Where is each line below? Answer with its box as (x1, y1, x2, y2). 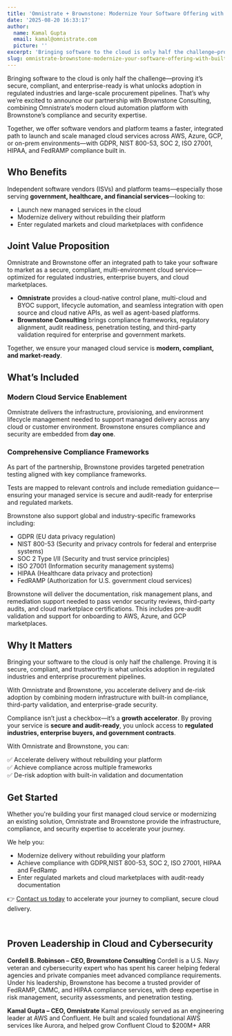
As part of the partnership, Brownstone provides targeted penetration (7, 463, 205, 471)
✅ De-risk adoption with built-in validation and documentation (7, 771, 184, 779)
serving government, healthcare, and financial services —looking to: (7, 192, 205, 201)
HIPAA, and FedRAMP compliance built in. (7, 146, 126, 154)
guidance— (186, 483, 220, 492)
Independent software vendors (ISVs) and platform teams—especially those (7, 185, 223, 193)
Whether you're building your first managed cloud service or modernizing (7, 810, 217, 818)
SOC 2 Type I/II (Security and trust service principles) (17, 555, 170, 563)
